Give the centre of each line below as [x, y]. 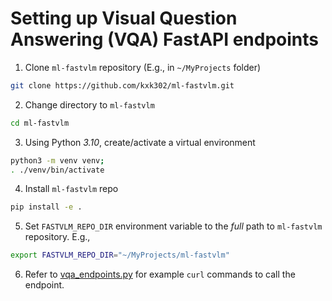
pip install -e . [46, 207]
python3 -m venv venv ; [57, 160]
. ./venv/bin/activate [57, 170]
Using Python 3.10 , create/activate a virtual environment [140, 142]
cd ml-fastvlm [40, 123]
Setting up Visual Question [124, 18]
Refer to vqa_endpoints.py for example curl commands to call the [160, 274]
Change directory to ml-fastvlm [89, 104]
